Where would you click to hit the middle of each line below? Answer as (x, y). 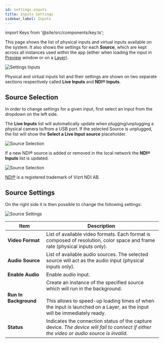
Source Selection (32, 97)
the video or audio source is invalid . (87, 333)
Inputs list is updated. (27, 158)
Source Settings (30, 193)
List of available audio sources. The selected (97, 254)
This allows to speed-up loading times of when (100, 301)
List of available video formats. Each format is (98, 234)
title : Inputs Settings (29, 14)
